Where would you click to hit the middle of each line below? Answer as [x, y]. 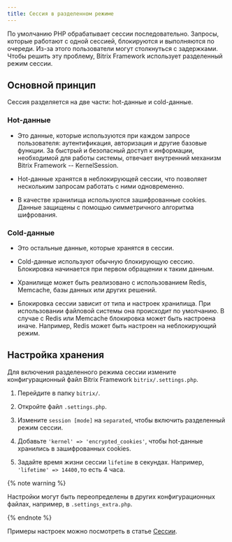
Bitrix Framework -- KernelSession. [68, 165]
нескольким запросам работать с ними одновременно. [101, 186]
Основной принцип [52, 86]
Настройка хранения [56, 355]
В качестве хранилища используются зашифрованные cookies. [112, 199]
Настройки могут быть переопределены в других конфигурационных [111, 497]
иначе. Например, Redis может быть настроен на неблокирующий [117, 326]
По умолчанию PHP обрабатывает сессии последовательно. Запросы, [113, 34]
